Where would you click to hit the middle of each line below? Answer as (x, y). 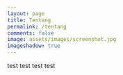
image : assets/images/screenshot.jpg (62, 40)
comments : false (31, 33)
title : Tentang (29, 20)
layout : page (26, 14)
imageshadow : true (34, 46)
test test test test (31, 66)
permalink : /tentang (37, 26)
